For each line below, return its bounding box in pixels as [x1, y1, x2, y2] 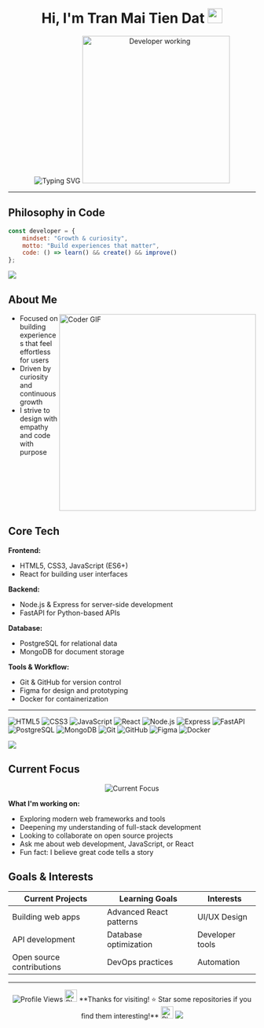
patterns [107, 916, 138, 927]
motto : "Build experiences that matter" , [22, 241, 159, 249]
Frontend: [8, 545, 42, 555]
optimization [107, 939, 153, 950]
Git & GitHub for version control [19, 677, 122, 687]
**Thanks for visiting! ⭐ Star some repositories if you [79, 995, 251, 1004]
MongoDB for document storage [19, 647, 125, 656]
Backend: [8, 584, 40, 594]
